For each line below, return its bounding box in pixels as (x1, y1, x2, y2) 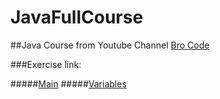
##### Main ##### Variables (10, 77, 127, 90)
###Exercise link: (10, 58, 82, 70)
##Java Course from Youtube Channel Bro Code (10, 39, 210, 51)
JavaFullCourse (10, 6, 144, 29)
